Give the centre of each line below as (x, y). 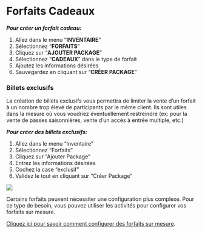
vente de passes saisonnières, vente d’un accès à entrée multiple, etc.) (95, 120)
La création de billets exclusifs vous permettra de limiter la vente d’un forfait (101, 101)
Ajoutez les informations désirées (57, 66)
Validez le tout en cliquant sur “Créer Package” (74, 176)
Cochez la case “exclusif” (47, 170)
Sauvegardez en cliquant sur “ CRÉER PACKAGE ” (76, 72)
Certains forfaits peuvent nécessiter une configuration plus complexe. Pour (100, 199)
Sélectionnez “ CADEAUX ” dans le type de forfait (76, 59)
